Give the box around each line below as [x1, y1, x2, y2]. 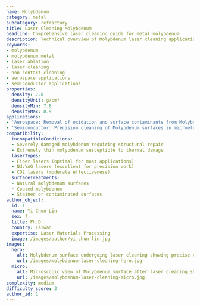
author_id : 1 [6, 291, 39, 297]
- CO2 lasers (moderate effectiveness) [11, 169, 111, 176]
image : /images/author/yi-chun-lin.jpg [11, 236, 111, 242]
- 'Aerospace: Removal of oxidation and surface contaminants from [6, 120, 177, 126]
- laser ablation [6, 58, 49, 64]
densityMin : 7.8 [11, 102, 52, 109]
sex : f [11, 214, 28, 220]
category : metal [6, 14, 46, 20]
